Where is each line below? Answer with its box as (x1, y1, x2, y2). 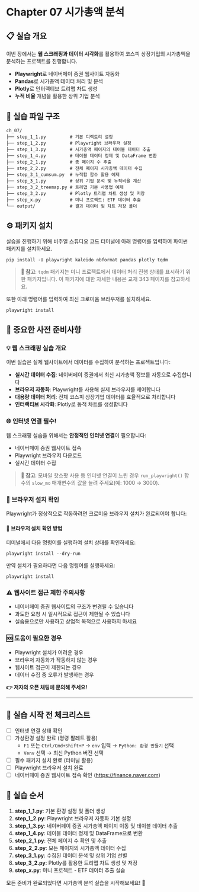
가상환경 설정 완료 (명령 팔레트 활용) (14, 734, 98, 741)
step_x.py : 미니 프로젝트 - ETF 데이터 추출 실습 (14, 867, 126, 874)
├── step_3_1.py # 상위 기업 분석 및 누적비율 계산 (6, 178, 142, 184)
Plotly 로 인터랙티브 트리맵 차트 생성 (14, 85, 98, 92)
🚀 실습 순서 (6, 791, 44, 801)
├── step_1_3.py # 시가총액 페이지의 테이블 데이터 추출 (6, 146, 151, 152)
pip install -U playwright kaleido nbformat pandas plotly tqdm (6, 257, 168, 263)
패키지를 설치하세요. (6, 245, 52, 252)
